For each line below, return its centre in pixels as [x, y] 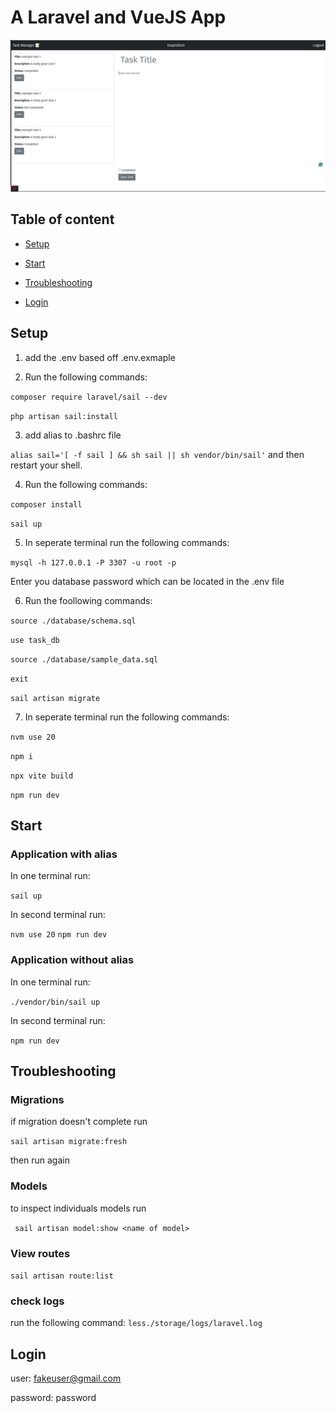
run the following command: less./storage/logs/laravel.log [136, 1323]
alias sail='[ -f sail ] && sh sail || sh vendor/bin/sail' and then [157, 454]
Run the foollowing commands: [88, 600]
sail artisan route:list [62, 1276]
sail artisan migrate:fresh [69, 1142]
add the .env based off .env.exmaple [100, 357]
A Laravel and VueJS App [118, 17]
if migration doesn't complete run [79, 1122]
